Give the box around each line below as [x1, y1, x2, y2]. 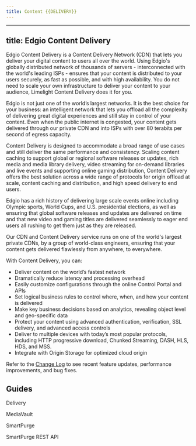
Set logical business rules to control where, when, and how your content [14, 293, 188, 300]
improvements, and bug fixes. [6, 367, 78, 374]
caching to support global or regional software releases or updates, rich [6, 155, 179, 162]
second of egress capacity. [6, 131, 72, 138]
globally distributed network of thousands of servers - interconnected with [6, 64, 185, 71]
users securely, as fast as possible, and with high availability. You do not [6, 76, 180, 83]
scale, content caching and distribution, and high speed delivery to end [6, 180, 177, 187]
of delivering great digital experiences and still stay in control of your [6, 112, 171, 119]
